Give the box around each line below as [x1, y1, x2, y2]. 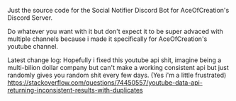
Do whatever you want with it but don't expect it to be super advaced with [7, 28, 223, 35]
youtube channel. [7, 42, 59, 50]
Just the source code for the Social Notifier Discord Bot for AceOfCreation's [7, 6, 230, 14]
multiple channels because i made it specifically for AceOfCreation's [7, 35, 208, 43]
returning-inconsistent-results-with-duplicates [7, 86, 143, 94]
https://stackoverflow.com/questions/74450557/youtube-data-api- [7, 78, 203, 87]
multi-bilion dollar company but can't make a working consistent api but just [7, 64, 229, 71]
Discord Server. [7, 13, 53, 22]
